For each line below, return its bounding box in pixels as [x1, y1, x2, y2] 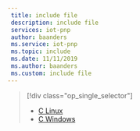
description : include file [10, 19, 99, 27]
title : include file [10, 11, 78, 19]
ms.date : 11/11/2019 [10, 55, 78, 63]
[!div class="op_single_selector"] [26, 90, 134, 100]
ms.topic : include [10, 48, 71, 55]
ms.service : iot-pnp [10, 41, 78, 48]
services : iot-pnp [10, 26, 71, 34]
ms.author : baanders [10, 62, 78, 70]
